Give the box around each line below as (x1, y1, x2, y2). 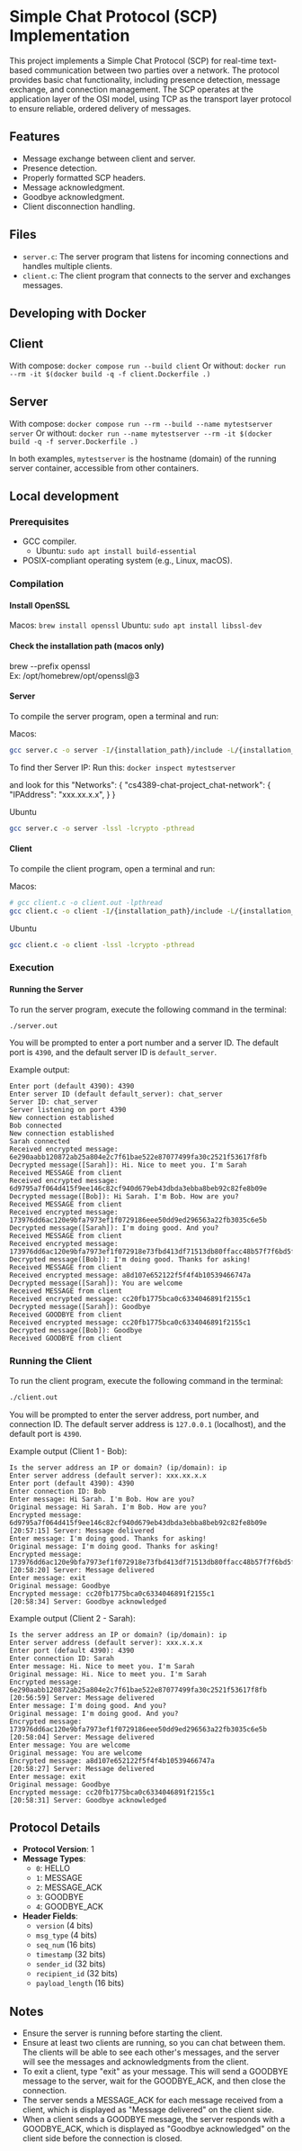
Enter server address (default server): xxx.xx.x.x (9, 1470, 207, 1480)
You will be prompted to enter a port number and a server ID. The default (9, 1037, 279, 1048)
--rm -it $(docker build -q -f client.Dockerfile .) (9, 369, 211, 379)
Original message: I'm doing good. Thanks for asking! (9, 1541, 219, 1550)
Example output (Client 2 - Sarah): (9, 1613, 137, 1623)
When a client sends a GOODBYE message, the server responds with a (22, 2114, 286, 2125)
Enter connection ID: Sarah (9, 1654, 115, 1663)
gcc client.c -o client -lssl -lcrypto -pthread (9, 940, 195, 949)
